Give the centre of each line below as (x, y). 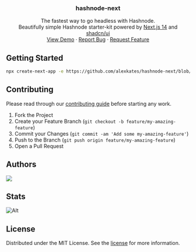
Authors (21, 165)
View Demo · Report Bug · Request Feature (98, 40)
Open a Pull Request (39, 146)
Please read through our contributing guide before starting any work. (89, 103)
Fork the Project (34, 115)
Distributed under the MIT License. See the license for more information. (93, 243)
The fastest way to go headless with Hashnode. (98, 21)
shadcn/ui (98, 33)
